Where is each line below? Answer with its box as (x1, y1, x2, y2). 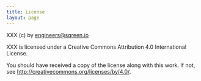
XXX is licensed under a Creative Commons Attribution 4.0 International (6, 43, 187, 51)
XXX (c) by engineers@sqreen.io (6, 31, 89, 38)
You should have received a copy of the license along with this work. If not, (6, 62, 196, 69)
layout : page (6, 15, 40, 21)
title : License (6, 9, 45, 15)
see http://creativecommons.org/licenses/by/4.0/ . (6, 68, 131, 75)
